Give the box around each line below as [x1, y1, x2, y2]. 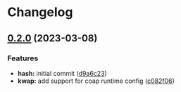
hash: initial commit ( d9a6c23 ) [17, 69, 107, 77]
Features [7, 53, 39, 63]
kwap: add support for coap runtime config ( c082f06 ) [17, 77, 175, 85]
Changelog [7, 4, 73, 20]
